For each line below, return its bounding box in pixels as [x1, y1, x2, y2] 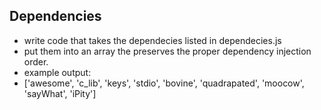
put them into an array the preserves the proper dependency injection [23, 45, 312, 57]
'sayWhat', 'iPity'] [23, 87, 97, 99]
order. [23, 55, 49, 68]
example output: [23, 66, 92, 78]
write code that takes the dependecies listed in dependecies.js [23, 34, 282, 46]
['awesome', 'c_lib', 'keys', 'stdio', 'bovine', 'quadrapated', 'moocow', [23, 77, 305, 89]
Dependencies [9, 8, 102, 25]
